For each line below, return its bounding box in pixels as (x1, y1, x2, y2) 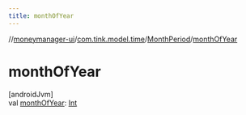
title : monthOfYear (8, 11, 74, 20)
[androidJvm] (8, 89, 54, 99)
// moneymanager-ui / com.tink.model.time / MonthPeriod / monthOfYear (8, 34, 238, 44)
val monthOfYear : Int (8, 98, 78, 108)
